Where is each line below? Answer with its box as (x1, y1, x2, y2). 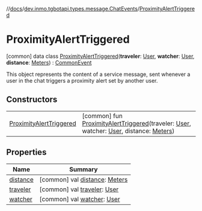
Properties (6, 147, 47, 157)
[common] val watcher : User (39, 195, 120, 203)
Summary (69, 165, 98, 174)
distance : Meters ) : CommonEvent (6, 58, 92, 66)
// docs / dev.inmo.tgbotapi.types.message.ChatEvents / (6, 5, 140, 12)
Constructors (6, 95, 58, 105)
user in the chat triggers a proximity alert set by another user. (6, 77, 158, 84)
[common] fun (82, 112, 123, 120)
